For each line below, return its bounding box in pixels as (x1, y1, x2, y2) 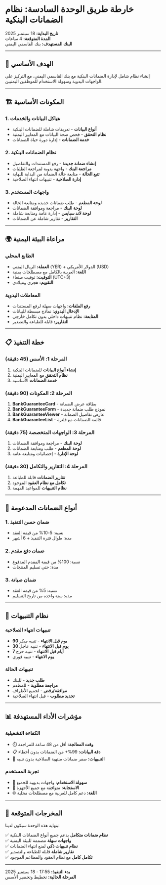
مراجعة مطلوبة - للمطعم (12, 682, 58, 688)
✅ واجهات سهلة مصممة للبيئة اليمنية (5, 837, 72, 843)
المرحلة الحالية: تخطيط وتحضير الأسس (5, 874, 77, 880)
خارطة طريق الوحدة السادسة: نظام (5, 3, 134, 15)
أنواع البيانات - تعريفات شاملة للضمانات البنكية (12, 126, 97, 132)
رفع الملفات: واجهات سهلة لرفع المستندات (12, 303, 90, 309)
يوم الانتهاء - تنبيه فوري (12, 654, 54, 660)
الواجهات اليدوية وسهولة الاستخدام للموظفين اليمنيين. (5, 78, 103, 84)
